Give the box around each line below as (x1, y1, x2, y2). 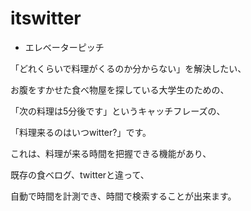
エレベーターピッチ (24, 41, 105, 53)
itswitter (10, 7, 82, 30)
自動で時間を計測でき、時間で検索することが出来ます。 (10, 190, 237, 202)
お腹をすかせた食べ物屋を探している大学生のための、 (10, 83, 230, 96)
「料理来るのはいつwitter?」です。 (10, 126, 152, 138)
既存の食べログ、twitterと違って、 (10, 168, 150, 181)
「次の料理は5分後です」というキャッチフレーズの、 (10, 105, 226, 117)
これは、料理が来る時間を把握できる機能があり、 (10, 147, 212, 159)
